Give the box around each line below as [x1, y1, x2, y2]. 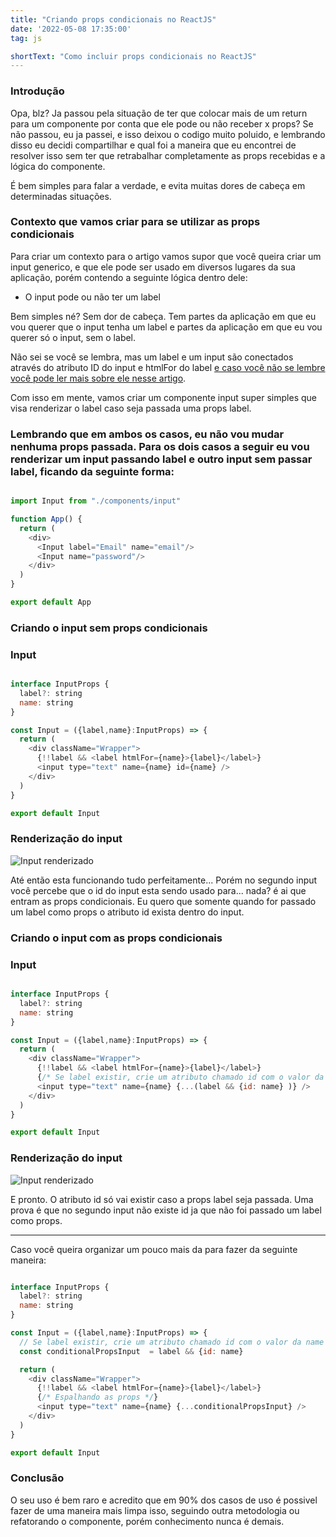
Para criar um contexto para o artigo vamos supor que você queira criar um [10, 250, 322, 262]
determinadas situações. [10, 190, 112, 202]
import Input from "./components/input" [10, 496, 182, 506]
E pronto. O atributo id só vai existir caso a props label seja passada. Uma [10, 1193, 314, 1205]
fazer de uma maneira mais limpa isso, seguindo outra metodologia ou [10, 1504, 300, 1516]
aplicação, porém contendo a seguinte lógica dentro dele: [10, 271, 248, 283]
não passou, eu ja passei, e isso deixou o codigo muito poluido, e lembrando [10, 128, 326, 140]
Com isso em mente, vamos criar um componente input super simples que [10, 391, 317, 403]
